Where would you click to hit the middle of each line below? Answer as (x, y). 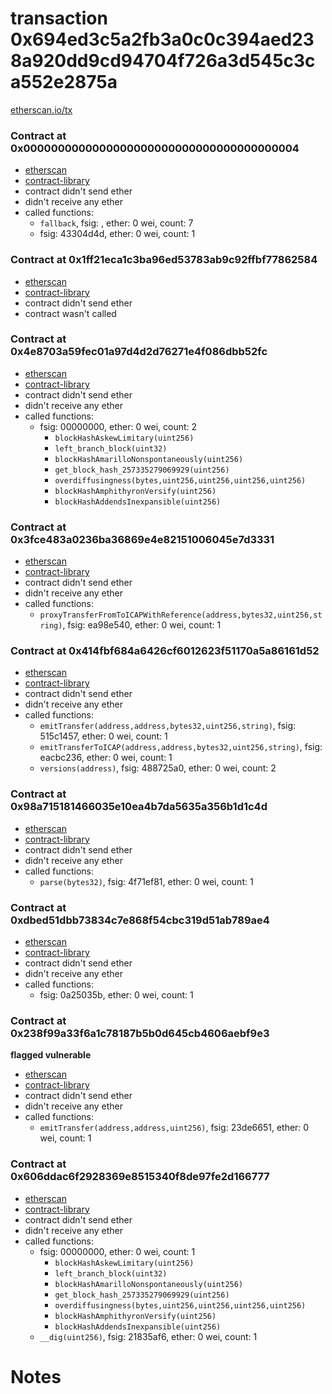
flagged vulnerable (51, 1055)
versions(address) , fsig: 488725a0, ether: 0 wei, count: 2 (158, 768)
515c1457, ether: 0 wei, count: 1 (103, 736)
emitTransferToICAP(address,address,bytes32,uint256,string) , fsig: (181, 747)
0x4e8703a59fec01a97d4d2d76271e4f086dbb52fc (139, 352)
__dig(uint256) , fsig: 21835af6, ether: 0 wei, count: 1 (148, 1336)
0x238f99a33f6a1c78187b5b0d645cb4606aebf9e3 (140, 1033)
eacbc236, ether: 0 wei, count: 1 (106, 758)
